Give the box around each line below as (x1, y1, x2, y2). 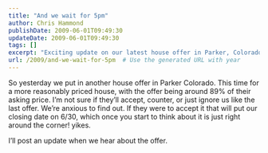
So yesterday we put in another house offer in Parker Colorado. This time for (8, 77, 259, 88)
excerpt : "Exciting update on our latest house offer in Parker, (8, 49, 230, 57)
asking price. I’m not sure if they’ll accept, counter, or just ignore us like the (8, 95, 255, 104)
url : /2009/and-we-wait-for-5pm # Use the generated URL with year (8, 57, 241, 65)
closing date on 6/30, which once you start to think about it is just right (8, 112, 241, 121)
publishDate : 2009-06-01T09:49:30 (8, 26, 124, 34)
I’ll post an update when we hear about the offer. (8, 135, 167, 145)
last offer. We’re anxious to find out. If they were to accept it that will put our (8, 103, 258, 112)
